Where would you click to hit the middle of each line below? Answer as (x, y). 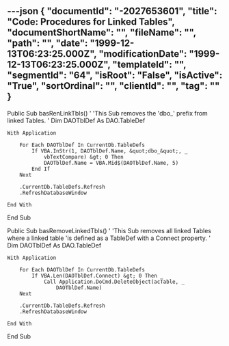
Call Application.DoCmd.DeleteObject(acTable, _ (114, 282)
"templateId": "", (149, 65)
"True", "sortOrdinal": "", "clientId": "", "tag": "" (113, 86)
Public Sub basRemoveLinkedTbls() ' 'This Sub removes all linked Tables (109, 230)
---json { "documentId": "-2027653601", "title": (112, 11)
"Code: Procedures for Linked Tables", (91, 22)
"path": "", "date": (48, 43)
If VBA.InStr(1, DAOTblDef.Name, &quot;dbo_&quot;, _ (110, 151)
